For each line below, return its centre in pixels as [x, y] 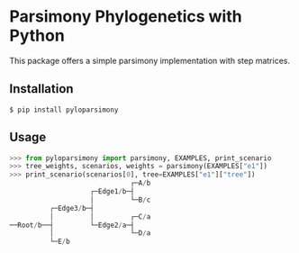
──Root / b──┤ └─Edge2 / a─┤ [72, 225]
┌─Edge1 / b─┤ [112, 192]
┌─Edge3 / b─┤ [72, 208]
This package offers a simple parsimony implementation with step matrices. [150, 60]
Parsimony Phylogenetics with [126, 17]
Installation [41, 89]
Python [37, 36]
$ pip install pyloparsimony [64, 110]
